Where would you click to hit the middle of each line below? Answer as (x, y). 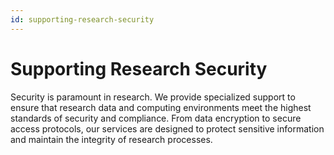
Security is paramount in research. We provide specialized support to (153, 97)
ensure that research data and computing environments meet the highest (161, 107)
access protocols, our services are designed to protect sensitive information (167, 128)
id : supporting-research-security (82, 19)
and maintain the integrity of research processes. (111, 139)
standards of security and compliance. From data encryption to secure (156, 118)
